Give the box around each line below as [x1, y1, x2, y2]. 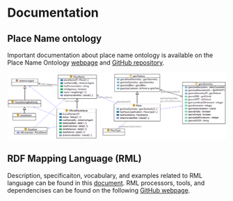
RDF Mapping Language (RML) [7, 153, 142, 165]
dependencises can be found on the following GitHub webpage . [7, 186, 191, 194]
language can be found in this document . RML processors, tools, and [7, 179, 205, 187]
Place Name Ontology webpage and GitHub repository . [7, 58, 165, 67]
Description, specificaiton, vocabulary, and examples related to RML [7, 171, 203, 179]
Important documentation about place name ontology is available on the [7, 51, 214, 59]
